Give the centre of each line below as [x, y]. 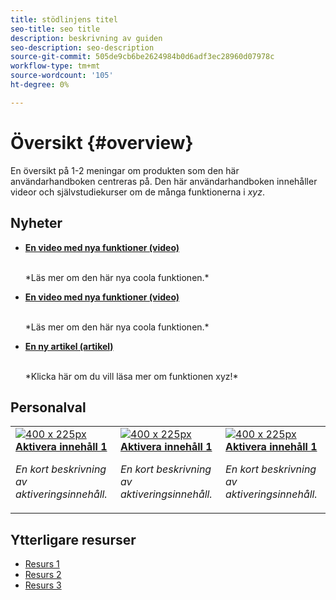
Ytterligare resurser [73, 539]
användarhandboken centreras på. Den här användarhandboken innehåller [164, 181]
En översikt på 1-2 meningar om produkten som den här [125, 170]
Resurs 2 [43, 575]
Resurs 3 [43, 585]
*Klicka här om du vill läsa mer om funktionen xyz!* [131, 376]
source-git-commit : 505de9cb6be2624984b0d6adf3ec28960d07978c [142, 57]
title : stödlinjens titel [64, 19]
